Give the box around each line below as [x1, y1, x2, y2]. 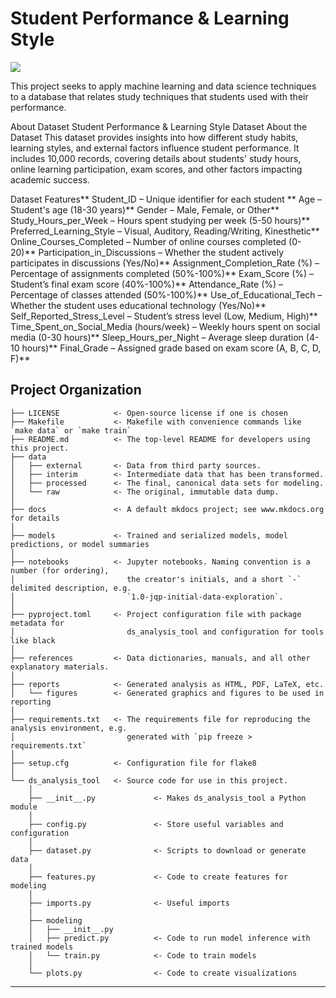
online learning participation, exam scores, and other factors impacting [10, 163, 303, 175]
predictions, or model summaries [10, 539, 150, 549]
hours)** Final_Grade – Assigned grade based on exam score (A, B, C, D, [21, 342, 322, 354]
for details [10, 513, 60, 523]
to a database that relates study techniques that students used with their [10, 90, 309, 102]
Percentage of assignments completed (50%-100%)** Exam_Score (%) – [10, 267, 315, 279]
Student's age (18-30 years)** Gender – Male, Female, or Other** [10, 203, 280, 216]
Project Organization [10, 382, 142, 399]
